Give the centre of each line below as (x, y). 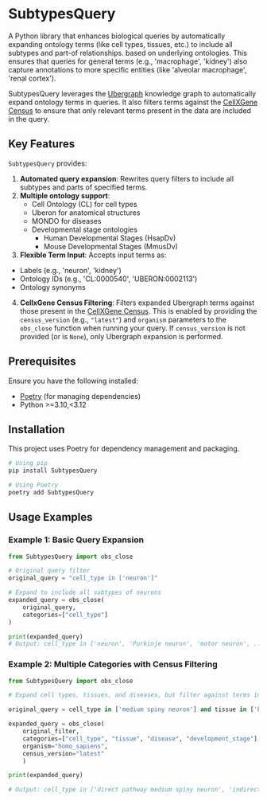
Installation (37, 430)
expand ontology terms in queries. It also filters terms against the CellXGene (133, 102)
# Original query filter (49, 571)
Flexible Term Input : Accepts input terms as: (93, 255)
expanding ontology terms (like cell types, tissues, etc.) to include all (120, 44)
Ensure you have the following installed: (74, 381)
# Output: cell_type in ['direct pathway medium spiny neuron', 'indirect (135, 790)
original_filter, (51, 732)
